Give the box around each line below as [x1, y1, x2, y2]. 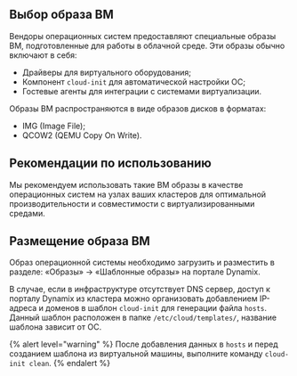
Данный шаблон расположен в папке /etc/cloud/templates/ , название [9, 312, 277, 323]
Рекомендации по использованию [9, 156, 212, 171]
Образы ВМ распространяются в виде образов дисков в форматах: [9, 102, 267, 114]
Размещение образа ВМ [9, 233, 151, 249]
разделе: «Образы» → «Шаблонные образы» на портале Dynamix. [9, 266, 261, 277]
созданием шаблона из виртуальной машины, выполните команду [9, 348, 263, 359]
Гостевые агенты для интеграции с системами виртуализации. [21, 86, 262, 96]
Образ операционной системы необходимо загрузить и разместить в [9, 257, 276, 268]
